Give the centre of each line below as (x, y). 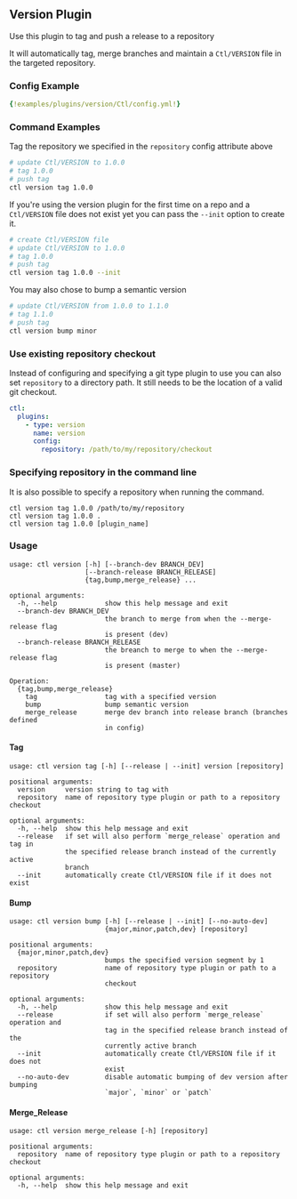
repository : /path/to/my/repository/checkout (127, 450)
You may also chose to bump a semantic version (98, 290)
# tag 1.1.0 (31, 315)
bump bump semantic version (107, 704)
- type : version (56, 425)
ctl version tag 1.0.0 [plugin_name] (79, 524)
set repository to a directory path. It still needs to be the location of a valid (146, 382)
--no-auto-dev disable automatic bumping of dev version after (153, 1077)
